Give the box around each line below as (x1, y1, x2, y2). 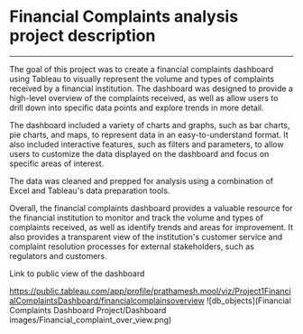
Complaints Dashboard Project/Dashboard (9, 304, 167, 315)
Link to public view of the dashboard (9, 268, 145, 279)
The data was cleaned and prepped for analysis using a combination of (9, 175, 274, 186)
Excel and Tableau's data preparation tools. (9, 185, 170, 196)
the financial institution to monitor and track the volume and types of (9, 212, 264, 223)
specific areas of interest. (9, 158, 105, 169)
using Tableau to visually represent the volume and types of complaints (9, 73, 275, 84)
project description (9, 25, 156, 46)
